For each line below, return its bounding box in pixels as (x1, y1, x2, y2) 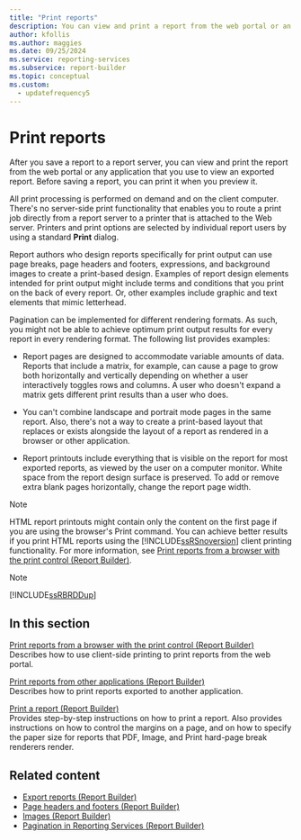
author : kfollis (9, 30, 70, 39)
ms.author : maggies (9, 38, 83, 48)
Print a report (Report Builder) (9, 703, 120, 714)
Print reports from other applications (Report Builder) (9, 676, 205, 687)
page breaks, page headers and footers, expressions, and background (9, 258, 270, 270)
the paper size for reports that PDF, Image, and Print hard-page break (9, 732, 268, 743)
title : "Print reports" (9, 13, 99, 23)
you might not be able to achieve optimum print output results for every (9, 324, 273, 335)
